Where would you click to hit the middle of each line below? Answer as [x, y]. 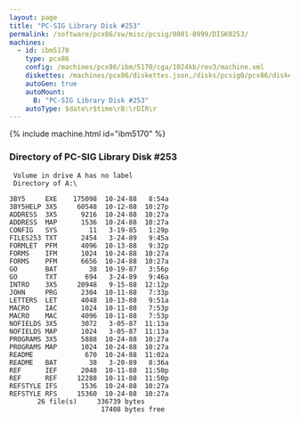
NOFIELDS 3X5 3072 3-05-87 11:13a [89, 323]
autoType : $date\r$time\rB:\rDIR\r [91, 109]
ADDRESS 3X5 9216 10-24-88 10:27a [89, 215]
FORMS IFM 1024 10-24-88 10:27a [89, 253]
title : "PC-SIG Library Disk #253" [75, 26]
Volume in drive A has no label [73, 175]
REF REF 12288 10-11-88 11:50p [89, 378]
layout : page [33, 17]
